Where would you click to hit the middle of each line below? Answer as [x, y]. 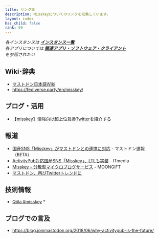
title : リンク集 [20, 10]
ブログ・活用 [24, 106]
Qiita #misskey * [29, 202]
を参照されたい [20, 55]
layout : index [20, 19]
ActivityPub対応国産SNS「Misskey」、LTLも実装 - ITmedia [70, 161]
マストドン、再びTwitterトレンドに [47, 173]
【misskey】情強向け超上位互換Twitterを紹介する [62, 119]
